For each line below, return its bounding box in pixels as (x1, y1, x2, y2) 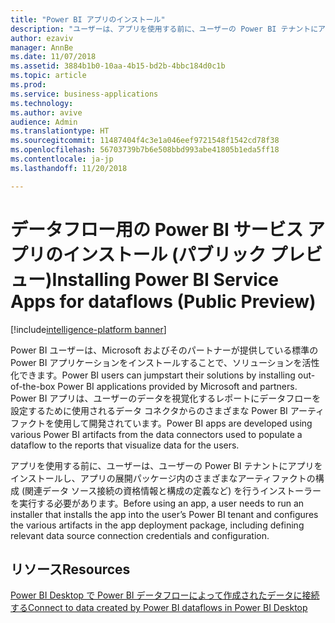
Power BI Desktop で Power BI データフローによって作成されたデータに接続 (10, 589, 320, 601)
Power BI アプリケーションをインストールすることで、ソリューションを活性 (10, 356, 320, 368)
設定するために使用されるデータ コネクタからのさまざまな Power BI (10, 404, 288, 416)
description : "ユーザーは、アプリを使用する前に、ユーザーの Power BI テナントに (10, 24, 319, 34)
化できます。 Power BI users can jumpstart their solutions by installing (10, 369, 296, 381)
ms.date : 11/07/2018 (10, 52, 97, 62)
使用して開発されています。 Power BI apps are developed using (53, 417, 313, 429)
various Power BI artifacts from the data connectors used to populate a (10, 428, 303, 440)
